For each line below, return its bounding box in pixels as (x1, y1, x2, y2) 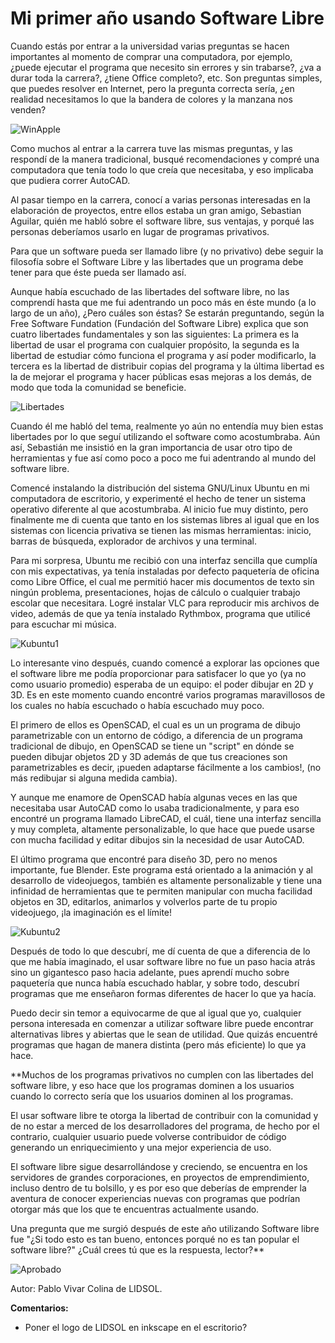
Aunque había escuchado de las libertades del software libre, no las (10, 285, 290, 297)
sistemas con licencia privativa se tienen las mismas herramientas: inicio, (10, 524, 312, 536)
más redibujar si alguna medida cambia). (10, 772, 178, 784)
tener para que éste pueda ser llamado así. (10, 266, 187, 278)
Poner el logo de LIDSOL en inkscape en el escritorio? (24, 1321, 248, 1333)
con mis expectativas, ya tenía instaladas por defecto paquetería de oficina (10, 565, 320, 577)
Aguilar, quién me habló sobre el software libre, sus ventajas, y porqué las (10, 215, 315, 227)
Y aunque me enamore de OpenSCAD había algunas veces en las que (10, 791, 298, 803)
